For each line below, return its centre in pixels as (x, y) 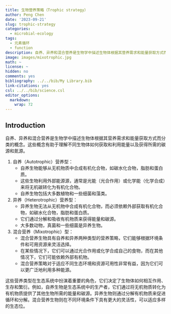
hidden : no (17, 72)
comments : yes (20, 76)
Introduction (25, 125)
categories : (18, 29)
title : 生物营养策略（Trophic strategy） (47, 10)
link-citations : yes (27, 85)
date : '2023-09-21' (26, 19)
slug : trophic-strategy (31, 24)
